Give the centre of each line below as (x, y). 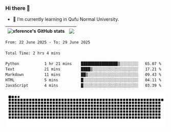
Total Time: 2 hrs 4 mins (33, 53)
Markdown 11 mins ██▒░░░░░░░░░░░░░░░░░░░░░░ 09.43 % (83, 75)
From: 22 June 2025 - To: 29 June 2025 (48, 42)
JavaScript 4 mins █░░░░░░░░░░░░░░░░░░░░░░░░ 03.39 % (83, 85)
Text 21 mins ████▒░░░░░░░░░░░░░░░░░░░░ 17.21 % (83, 69)
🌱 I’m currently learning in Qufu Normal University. (66, 19)
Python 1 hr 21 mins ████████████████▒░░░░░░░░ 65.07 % (83, 64)
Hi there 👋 (18, 8)
